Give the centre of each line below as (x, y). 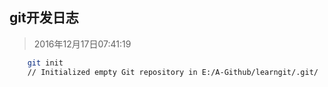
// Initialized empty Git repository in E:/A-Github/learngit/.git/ (173, 72)
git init (45, 63)
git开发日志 (44, 18)
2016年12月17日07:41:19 (82, 44)
